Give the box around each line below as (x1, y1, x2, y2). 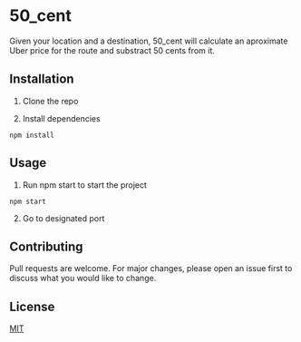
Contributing (9, 239, 83, 254)
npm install (9, 131, 54, 140)
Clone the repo (22, 95, 79, 106)
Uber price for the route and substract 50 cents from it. (9, 44, 216, 55)
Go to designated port (22, 212, 105, 223)
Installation (9, 72, 74, 87)
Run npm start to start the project (22, 179, 148, 191)
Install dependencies (22, 112, 102, 123)
